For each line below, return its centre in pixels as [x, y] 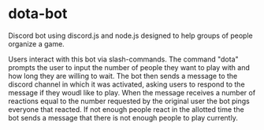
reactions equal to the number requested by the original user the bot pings [129, 101]
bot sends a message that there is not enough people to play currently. [123, 117]
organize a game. [36, 43]
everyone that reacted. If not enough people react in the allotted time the [126, 109]
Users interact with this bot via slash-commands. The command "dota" [123, 59]
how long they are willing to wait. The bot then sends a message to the [123, 76]
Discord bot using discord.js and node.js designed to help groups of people [131, 35]
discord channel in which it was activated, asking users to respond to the [127, 84]
